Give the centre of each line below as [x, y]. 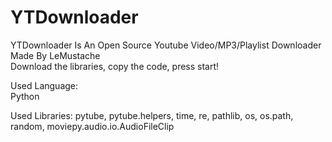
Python [25, 96]
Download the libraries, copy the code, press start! [115, 66]
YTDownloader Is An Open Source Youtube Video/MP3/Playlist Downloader [166, 45]
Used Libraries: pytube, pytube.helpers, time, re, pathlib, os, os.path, [152, 115]
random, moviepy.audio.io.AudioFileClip [92, 126]
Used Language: [44, 85]
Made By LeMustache [55, 55]
